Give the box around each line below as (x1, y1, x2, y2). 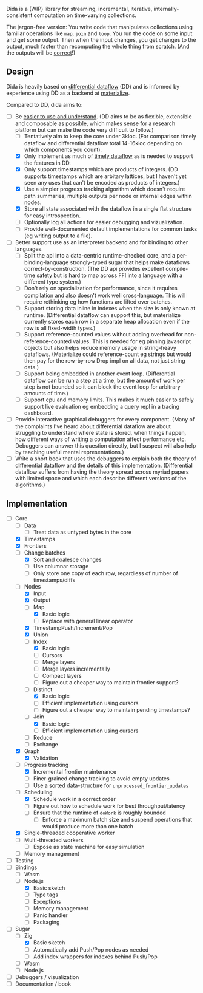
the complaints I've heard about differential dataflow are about (15, 422, 171, 430)
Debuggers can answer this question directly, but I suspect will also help (15, 442, 196, 449)
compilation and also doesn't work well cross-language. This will (24, 292, 186, 299)
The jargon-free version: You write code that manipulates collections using (6, 24, 193, 30)
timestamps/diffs (33, 576, 76, 584)
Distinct (33, 686, 53, 693)
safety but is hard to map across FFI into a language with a (36, 271, 183, 279)
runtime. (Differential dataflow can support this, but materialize (24, 311, 181, 318)
